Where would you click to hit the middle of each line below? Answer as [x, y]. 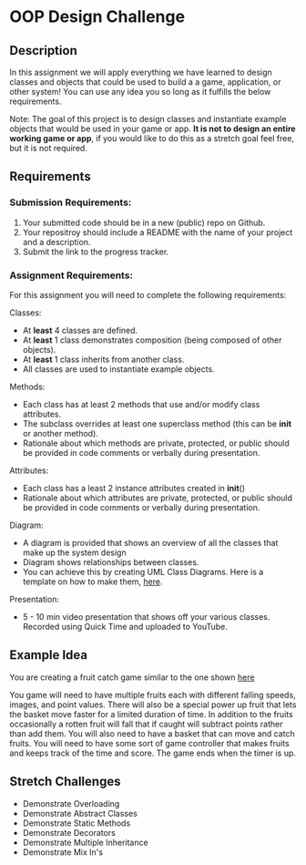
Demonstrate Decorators [69, 832]
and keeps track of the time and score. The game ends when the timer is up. [153, 753]
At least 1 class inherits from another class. [103, 359]
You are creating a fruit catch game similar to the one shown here [132, 677]
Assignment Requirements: [71, 275]
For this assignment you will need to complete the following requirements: [148, 294]
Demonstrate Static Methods [76, 823]
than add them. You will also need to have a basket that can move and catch [152, 733]
